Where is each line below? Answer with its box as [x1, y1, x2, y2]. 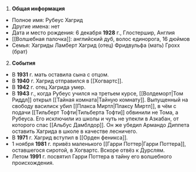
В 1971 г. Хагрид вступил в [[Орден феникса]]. [11, 134, 128, 141]
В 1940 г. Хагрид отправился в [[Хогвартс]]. [11, 77, 123, 84]
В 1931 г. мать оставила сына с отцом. [11, 71, 109, 78]
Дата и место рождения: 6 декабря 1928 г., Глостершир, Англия [11, 29, 175, 36]
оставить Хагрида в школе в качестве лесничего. [11, 128, 138, 135]
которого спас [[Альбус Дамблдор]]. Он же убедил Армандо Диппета [11, 122, 189, 128]
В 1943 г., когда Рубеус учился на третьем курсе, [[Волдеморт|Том [11, 90, 184, 97]
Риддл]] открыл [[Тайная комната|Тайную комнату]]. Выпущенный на [11, 96, 188, 103]
